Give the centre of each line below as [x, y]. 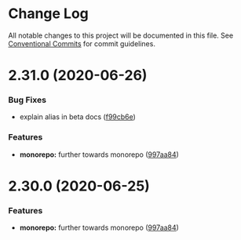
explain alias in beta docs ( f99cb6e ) [77, 117]
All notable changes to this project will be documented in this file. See [121, 35]
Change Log [48, 14]
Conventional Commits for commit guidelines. [82, 43]
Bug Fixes [27, 100]
